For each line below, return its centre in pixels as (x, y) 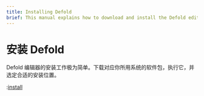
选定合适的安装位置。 (33, 75)
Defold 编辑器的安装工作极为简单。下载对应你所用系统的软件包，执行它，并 (100, 67)
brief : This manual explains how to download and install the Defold (96, 18)
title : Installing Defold (39, 12)
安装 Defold (36, 50)
